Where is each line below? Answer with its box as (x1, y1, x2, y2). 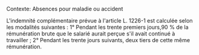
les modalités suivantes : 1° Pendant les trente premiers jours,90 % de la (6, 24, 189, 31)
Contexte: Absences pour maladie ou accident (6, 5, 124, 12)
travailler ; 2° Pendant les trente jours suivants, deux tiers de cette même (6, 37, 190, 43)
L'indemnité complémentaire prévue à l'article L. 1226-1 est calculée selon (6, 17, 193, 24)
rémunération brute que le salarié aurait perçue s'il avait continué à (6, 30, 176, 37)
